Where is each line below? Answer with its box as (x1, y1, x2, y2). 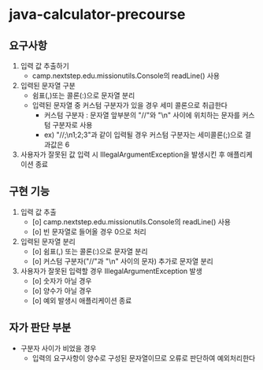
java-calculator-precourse (9, 6, 186, 24)
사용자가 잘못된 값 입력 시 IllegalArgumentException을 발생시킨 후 (20, 150, 225, 159)
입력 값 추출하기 (20, 61, 69, 70)
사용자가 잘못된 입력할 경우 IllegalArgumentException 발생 (20, 266, 203, 276)
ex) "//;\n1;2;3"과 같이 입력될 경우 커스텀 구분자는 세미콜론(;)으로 (43, 130, 243, 139)
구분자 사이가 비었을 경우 (20, 343, 97, 353)
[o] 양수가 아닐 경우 (31, 286, 92, 295)
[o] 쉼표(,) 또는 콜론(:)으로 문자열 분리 (31, 246, 148, 256)
